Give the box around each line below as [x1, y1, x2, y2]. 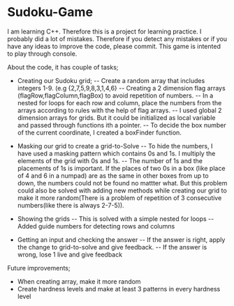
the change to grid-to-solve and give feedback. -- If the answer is [17, 243, 207, 251]
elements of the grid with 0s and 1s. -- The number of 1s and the [17, 156, 203, 165]
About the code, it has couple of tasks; [7, 63, 119, 71]
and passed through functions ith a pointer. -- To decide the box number [17, 121, 227, 129]
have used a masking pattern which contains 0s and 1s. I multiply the [17, 149, 216, 158]
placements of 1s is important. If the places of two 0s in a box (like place [17, 164, 226, 172]
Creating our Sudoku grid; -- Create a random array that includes [17, 76, 205, 84]
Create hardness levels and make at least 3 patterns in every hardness [17, 284, 221, 293]
